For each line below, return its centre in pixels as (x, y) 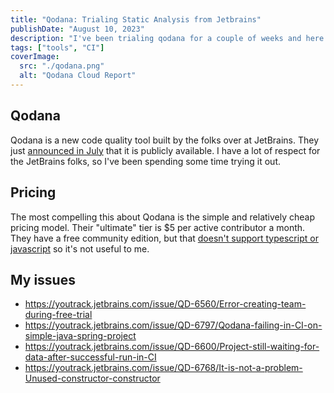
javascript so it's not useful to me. (80, 248)
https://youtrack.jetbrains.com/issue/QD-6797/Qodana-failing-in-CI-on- (173, 325)
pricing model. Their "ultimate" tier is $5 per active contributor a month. (158, 227)
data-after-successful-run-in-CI (90, 357)
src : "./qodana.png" (62, 66)
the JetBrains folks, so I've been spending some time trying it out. (146, 161)
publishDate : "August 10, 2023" (77, 29)
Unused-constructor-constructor (92, 378)
